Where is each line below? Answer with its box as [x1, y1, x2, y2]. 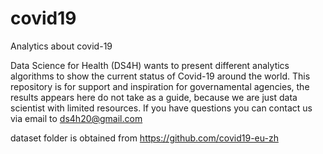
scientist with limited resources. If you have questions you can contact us [10, 102, 313, 114]
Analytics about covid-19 [10, 40, 113, 52]
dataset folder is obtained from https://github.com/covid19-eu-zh [10, 132, 279, 144]
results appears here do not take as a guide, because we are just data [10, 91, 298, 103]
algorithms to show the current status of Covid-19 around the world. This [10, 70, 311, 82]
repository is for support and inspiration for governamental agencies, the [10, 80, 310, 92]
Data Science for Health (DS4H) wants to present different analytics [10, 59, 290, 71]
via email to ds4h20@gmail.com [10, 112, 143, 124]
